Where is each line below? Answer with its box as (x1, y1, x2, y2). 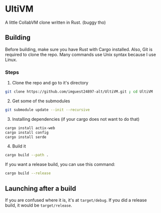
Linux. (5, 57, 17, 63)
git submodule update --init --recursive (5, 107, 90, 112)
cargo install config (5, 130, 49, 135)
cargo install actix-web (5, 125, 55, 131)
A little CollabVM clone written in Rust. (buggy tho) (5, 19, 106, 25)
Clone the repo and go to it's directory (12, 80, 89, 86)
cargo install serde (5, 134, 47, 139)
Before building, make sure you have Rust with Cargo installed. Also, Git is (5, 46, 153, 52)
